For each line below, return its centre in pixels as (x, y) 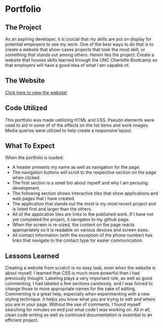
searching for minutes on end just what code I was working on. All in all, (78, 310)
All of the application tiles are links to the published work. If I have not (83, 214)
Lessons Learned (32, 256)
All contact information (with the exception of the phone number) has (82, 235)
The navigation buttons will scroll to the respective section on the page (84, 172)
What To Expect (30, 146)
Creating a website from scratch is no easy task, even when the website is (81, 268)
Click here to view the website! (36, 93)
